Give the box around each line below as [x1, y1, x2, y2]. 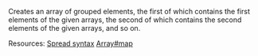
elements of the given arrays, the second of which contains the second [8, 15, 242, 24]
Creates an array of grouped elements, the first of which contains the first [8, 7, 251, 16]
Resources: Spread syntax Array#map [8, 39, 133, 48]
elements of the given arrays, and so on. [8, 24, 141, 32]
